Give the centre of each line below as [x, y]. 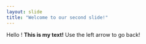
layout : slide [25, 12]
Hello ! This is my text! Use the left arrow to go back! [73, 34]
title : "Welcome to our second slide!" [57, 17]
